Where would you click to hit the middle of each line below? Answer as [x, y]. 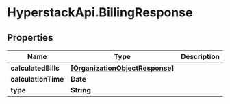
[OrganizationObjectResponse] [123, 68]
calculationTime [37, 79]
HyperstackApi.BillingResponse [100, 13]
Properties [30, 38]
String [81, 90]
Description [201, 57]
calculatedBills [35, 68]
